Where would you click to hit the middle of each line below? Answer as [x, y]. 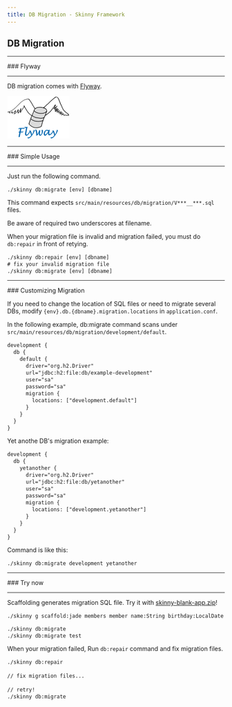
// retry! [21, 690]
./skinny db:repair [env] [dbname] [58, 258]
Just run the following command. [54, 177]
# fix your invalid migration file [58, 265]
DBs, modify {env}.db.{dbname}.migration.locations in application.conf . [113, 311]
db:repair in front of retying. [48, 244]
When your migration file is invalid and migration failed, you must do [104, 237]
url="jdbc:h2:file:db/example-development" [89, 373]
